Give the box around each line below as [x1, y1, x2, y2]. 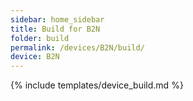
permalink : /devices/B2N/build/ [10, 42, 145, 53]
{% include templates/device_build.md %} [10, 79, 184, 91]
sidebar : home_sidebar [10, 14, 105, 25]
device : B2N [10, 52, 60, 62]
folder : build [10, 33, 70, 43]
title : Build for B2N [10, 24, 101, 34]
